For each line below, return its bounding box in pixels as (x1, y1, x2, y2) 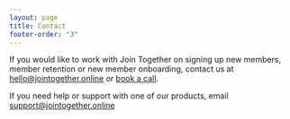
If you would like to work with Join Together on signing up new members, (9, 55, 282, 65)
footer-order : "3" (9, 30, 78, 38)
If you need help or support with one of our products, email (9, 90, 229, 101)
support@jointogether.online (9, 100, 115, 111)
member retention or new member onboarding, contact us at (9, 64, 234, 74)
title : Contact (9, 21, 67, 30)
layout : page (9, 13, 59, 22)
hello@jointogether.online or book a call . (9, 73, 159, 84)
